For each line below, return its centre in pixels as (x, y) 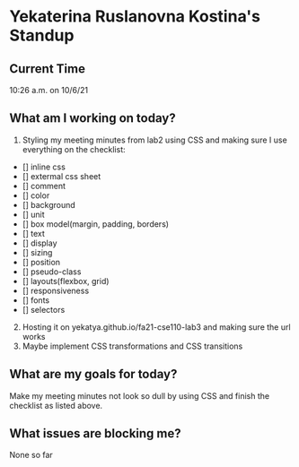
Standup (42, 35)
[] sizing (37, 252)
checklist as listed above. (56, 405)
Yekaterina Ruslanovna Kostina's (135, 17)
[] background (49, 204)
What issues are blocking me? (95, 433)
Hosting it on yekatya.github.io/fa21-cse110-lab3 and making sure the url (156, 327)
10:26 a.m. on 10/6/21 (48, 90)
